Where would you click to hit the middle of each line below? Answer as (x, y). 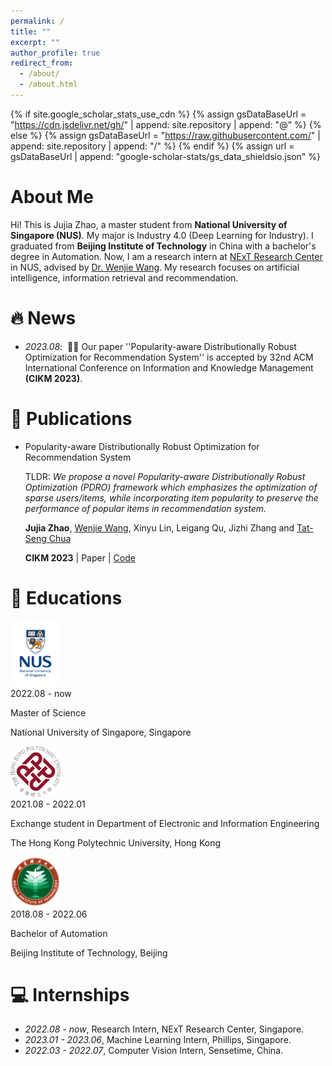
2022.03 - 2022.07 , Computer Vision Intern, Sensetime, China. (154, 1051)
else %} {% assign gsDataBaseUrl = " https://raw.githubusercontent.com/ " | (165, 135)
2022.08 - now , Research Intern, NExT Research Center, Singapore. (164, 1029)
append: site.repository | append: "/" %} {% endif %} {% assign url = (152, 146)
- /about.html (48, 85)
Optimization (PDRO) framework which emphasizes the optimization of (171, 487)
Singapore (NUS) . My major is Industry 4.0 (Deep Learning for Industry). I (162, 235)
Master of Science (48, 713)
